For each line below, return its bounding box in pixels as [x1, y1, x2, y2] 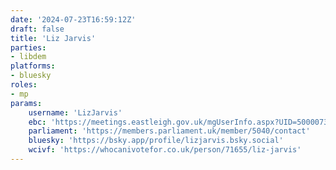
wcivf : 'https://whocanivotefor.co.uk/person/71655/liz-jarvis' [28, 145, 302, 155]
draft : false [10, 24, 65, 34]
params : [10, 98, 43, 108]
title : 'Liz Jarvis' [10, 33, 97, 43]
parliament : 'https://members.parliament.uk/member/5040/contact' [28, 126, 311, 136]
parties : [10, 42, 47, 53]
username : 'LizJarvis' [28, 107, 123, 118]
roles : [10, 80, 38, 90]
